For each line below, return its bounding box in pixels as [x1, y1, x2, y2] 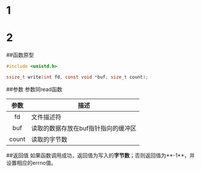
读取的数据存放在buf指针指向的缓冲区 [31, 124, 137, 132]
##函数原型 [6, 51, 34, 59]
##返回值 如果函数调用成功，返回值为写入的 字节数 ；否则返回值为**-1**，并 [6, 152, 195, 159]
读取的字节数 [31, 135, 68, 143]
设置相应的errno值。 [6, 159, 57, 166]
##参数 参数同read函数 [6, 85, 63, 93]
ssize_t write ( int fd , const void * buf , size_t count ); [6, 74, 148, 80]
